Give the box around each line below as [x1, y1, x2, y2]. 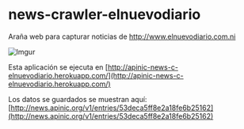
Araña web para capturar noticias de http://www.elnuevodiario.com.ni [8, 32, 236, 41]
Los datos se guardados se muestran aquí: [8, 94, 147, 104]
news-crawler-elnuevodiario [8, 6, 201, 24]
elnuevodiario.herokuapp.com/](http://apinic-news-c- [8, 70, 184, 80]
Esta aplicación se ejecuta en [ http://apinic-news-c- [8, 62, 178, 72]
